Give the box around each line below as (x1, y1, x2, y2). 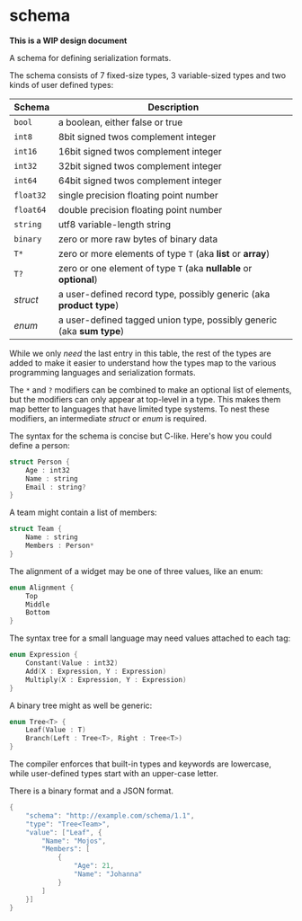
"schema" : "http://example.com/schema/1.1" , (25, 810, 195, 820)
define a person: (9, 439, 70, 450)
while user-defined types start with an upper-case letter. (9, 768, 218, 779)
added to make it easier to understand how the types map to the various (9, 357, 277, 368)
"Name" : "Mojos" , (41, 837, 106, 846)
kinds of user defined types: (9, 79, 114, 90)
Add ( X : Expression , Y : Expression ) (25, 667, 167, 676)
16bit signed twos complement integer (58, 145, 222, 157)
